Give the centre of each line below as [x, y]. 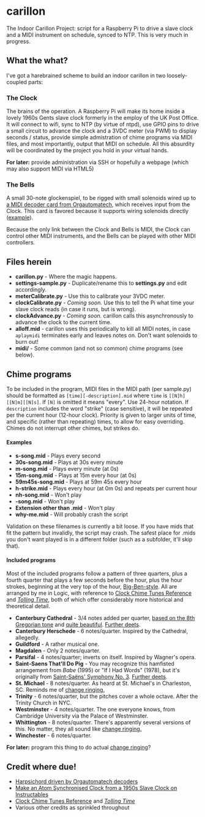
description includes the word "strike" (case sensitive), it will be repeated [99, 408]
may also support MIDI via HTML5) [50, 169]
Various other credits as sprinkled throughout [72, 808]
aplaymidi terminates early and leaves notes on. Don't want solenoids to [106, 335]
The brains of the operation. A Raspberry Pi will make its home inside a [95, 111]
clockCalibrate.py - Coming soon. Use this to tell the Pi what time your [105, 303]
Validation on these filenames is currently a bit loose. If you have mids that [100, 527]
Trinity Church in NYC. [43, 703]
